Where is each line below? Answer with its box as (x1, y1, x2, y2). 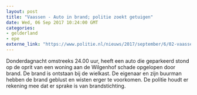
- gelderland (6, 30, 38, 36)
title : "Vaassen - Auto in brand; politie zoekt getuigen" (6, 14, 154, 20)
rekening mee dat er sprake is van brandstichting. (6, 82, 126, 89)
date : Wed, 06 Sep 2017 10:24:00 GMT (6, 19, 98, 25)
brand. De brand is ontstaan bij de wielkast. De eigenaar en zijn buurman (6, 70, 182, 77)
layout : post (6, 8, 38, 15)
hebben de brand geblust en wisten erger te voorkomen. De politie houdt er (6, 76, 189, 83)
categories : (6, 25, 35, 31)
